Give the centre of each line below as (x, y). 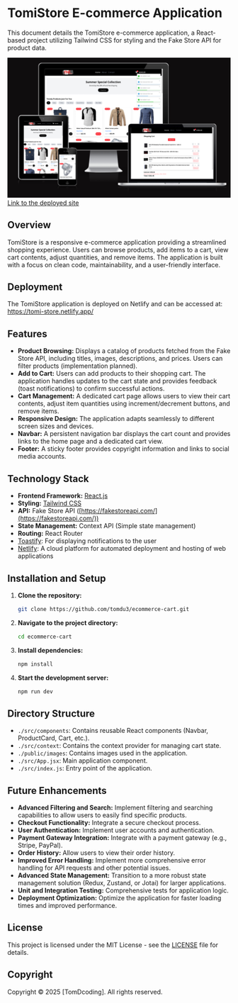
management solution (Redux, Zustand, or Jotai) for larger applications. (122, 883)
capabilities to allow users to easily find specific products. (102, 815)
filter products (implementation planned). (78, 366)
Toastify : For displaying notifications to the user (87, 541)
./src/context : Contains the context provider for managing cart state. (119, 746)
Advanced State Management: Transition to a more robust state (112, 875)
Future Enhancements (57, 791)
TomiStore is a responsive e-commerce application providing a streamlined (117, 242)
